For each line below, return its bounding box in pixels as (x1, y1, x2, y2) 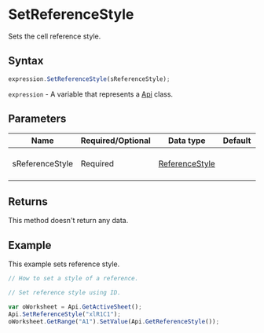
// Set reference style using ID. (8, 288, 122, 296)
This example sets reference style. (8, 259, 120, 269)
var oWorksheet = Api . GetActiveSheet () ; (8, 302, 143, 311)
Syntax (8, 54, 44, 68)
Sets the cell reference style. (8, 31, 101, 41)
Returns (8, 195, 49, 208)
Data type (167, 135, 206, 146)
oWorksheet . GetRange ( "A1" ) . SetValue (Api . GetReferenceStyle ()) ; (8, 317, 220, 325)
